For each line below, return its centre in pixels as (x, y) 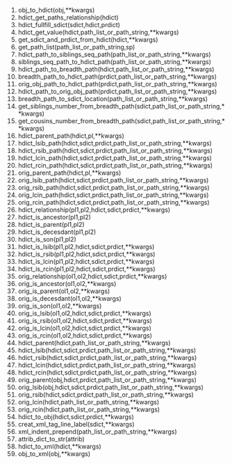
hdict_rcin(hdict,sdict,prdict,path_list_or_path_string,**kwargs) (107, 372)
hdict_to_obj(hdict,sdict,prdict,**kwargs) (76, 417)
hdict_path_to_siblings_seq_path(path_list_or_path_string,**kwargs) (114, 54)
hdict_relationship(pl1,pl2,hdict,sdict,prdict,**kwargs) (94, 210)
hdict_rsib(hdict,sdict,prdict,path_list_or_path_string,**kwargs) (107, 357)
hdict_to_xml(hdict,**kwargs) (59, 446)
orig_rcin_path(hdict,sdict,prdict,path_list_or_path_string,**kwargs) (114, 202)
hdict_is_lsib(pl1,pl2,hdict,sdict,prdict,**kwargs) (86, 247)
